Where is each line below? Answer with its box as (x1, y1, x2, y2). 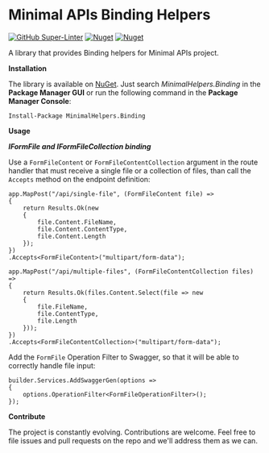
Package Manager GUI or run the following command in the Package (8, 87, 238, 98)
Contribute (8, 411, 46, 421)
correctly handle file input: (8, 360, 96, 370)
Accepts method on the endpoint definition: (8, 174, 151, 184)
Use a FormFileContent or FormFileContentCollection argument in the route (8, 157, 259, 167)
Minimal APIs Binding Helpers (8, 6, 211, 24)
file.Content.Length (37, 232, 106, 240)
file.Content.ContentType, (37, 225, 128, 233)
